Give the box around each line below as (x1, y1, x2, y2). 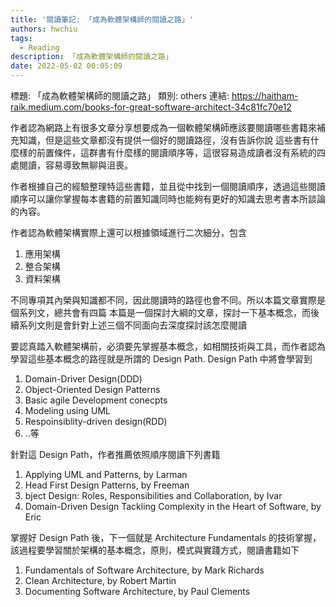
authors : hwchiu (10, 24, 78, 34)
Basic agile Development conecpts (24, 394, 168, 406)
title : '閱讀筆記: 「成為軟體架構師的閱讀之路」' (10, 14, 194, 25)
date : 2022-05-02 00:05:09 (10, 61, 123, 71)
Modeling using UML (24, 405, 111, 416)
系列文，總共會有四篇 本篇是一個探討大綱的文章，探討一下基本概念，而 (18, 307, 311, 318)
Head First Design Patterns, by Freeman (24, 479, 190, 491)
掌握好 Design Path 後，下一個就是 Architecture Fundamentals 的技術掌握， (10, 532, 322, 543)
